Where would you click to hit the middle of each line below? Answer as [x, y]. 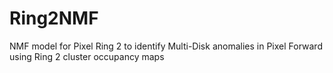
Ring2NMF [54, 18]
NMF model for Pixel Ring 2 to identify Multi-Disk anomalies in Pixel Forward [166, 46]
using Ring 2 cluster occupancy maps [87, 56]
